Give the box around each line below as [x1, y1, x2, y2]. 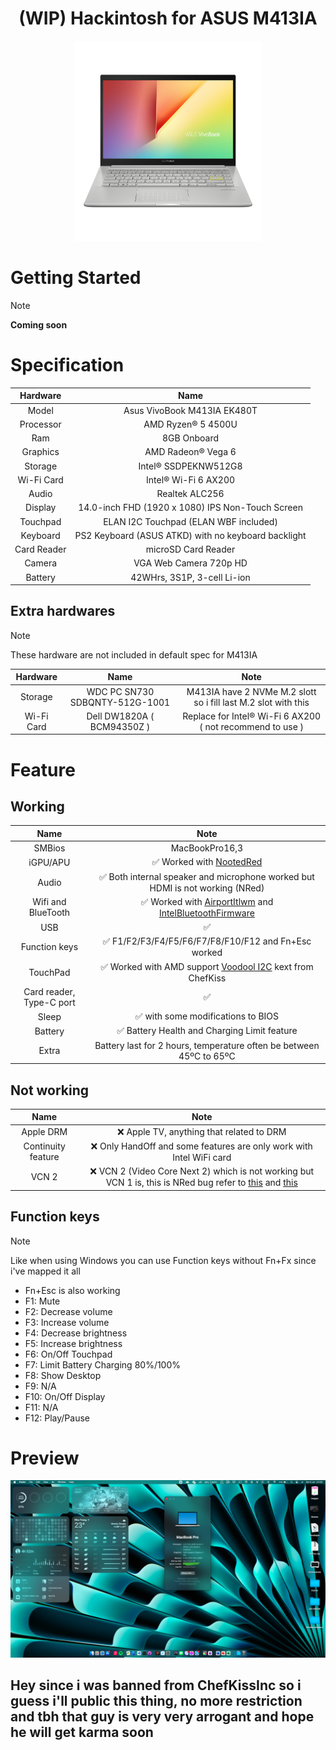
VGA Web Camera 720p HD [133, 557, 248, 569]
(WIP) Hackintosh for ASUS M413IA [18, 7, 318, 30]
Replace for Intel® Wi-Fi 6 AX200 [182, 710, 322, 722]
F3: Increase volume [24, 1316, 110, 1328]
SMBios [33, 842, 66, 854]
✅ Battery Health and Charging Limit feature [116, 1025, 298, 1037]
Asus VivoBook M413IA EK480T [123, 404, 258, 416]
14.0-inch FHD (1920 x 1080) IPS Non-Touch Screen [78, 502, 303, 514]
